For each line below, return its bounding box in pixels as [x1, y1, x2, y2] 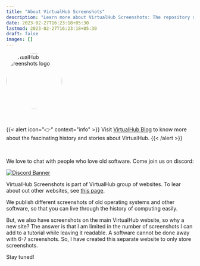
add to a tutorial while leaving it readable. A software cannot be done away [6, 229, 190, 236]
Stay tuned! [6, 253, 35, 260]
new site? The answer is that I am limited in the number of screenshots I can [6, 223, 193, 230]
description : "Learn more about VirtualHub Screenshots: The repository [6, 14, 190, 20]
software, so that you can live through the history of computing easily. [6, 205, 178, 212]
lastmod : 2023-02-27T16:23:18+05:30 [6, 25, 97, 32]
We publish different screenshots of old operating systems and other [6, 199, 175, 206]
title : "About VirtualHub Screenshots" [6, 8, 105, 15]
